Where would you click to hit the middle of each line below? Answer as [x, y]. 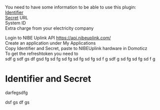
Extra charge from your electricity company [49, 28]
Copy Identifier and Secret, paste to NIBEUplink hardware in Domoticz [76, 48]
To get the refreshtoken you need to [42, 54]
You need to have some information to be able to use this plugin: [71, 7]
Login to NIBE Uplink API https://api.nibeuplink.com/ [58, 38]
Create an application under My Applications [51, 43]
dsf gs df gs [17, 102]
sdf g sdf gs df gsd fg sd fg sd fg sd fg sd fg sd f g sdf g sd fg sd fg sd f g [80, 59]
